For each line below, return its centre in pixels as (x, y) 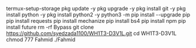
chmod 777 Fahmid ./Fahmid (41, 40)
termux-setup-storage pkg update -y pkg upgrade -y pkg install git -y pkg (96, 8)
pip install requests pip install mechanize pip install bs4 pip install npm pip (96, 21)
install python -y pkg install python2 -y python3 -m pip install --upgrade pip (98, 15)
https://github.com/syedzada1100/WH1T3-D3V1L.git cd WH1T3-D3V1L (92, 33)
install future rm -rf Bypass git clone (50, 27)
